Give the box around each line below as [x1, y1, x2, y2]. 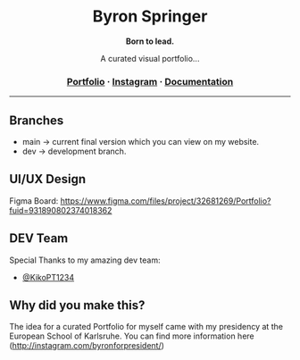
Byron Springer [92, 6, 208, 27]
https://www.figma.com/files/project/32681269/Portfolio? [60, 195, 271, 206]
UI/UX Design [9, 172, 87, 187]
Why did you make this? [9, 297, 146, 314]
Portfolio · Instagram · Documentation [66, 75, 234, 88]
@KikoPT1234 [21, 272, 74, 282]
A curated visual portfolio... [100, 53, 200, 63]
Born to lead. [125, 36, 175, 46]
